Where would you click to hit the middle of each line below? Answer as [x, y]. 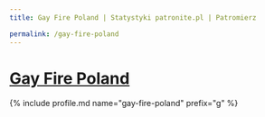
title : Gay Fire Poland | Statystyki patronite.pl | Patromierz [133, 18]
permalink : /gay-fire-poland [64, 34]
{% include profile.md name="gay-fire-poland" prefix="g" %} [124, 103]
